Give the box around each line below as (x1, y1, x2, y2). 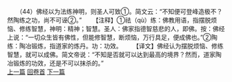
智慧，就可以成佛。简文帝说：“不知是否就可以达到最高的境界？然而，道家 (7, 50, 216, 59)
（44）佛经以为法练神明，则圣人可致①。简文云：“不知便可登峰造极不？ (19, 8, 223, 15)
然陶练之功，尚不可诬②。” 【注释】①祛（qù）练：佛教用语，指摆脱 (7, 16, 211, 24)
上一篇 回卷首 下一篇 (7, 68, 66, 76)
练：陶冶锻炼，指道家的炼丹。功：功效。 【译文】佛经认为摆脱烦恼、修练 (7, 42, 224, 50)
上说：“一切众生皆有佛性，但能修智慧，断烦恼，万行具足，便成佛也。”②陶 (7, 33, 217, 41)
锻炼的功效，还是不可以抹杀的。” (12, 59, 104, 67)
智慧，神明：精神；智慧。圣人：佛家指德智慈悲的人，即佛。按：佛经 (30, 25, 225, 32)
